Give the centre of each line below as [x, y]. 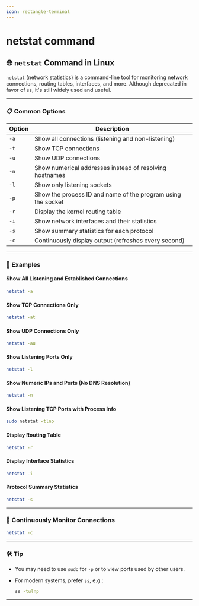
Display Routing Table [33, 435]
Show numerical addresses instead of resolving [101, 168]
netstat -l [20, 370]
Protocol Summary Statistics [42, 487]
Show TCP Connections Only [42, 305]
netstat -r [20, 447]
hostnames [50, 175]
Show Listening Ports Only [39, 356]
